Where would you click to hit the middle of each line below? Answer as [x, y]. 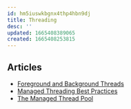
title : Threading [32, 20]
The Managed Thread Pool [55, 98]
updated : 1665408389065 [41, 33]
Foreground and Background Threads [70, 83]
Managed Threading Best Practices [67, 91]
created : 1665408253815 [41, 39]
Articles [25, 67]
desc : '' [20, 26]
